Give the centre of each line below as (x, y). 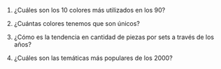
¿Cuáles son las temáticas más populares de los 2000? (93, 58)
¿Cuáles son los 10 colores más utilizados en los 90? (90, 10)
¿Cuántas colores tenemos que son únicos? (77, 23)
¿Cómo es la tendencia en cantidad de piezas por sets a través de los (114, 37)
